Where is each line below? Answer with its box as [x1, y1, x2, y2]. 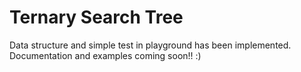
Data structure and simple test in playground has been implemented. [9, 39, 292, 51]
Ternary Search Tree [9, 6, 184, 29]
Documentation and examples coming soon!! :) [9, 49, 202, 61]
